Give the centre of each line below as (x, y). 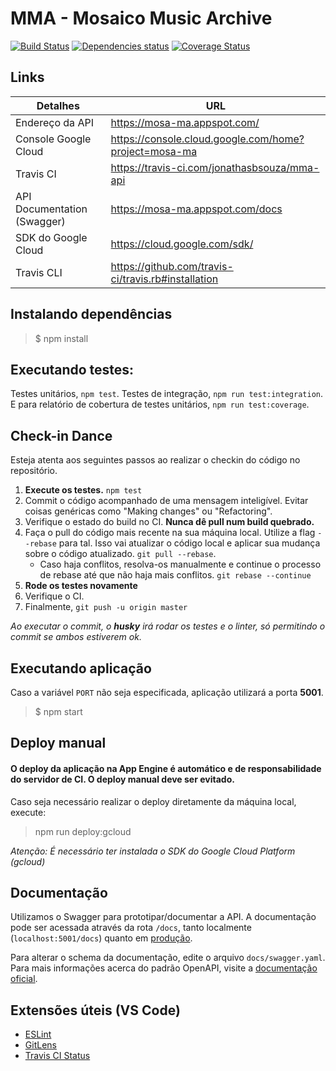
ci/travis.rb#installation (164, 279)
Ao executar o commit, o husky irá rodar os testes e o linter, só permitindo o (168, 626)
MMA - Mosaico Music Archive (141, 18)
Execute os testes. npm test (83, 490)
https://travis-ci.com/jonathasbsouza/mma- (215, 167)
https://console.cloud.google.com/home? (207, 139)
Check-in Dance (61, 435)
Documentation (51, 209)
